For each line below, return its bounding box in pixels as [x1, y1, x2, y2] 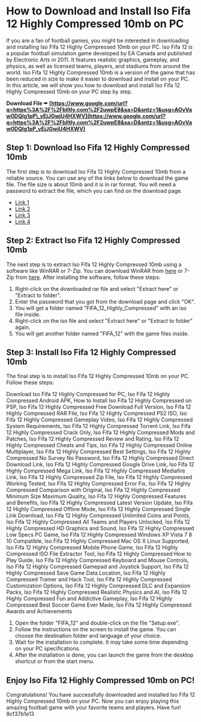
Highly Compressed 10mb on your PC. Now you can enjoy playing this [6, 697, 179, 705]
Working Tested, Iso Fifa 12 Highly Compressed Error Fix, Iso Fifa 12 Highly [6, 480, 191, 488]
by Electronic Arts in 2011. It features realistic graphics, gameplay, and [6, 56, 179, 63]
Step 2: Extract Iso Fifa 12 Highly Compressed [6, 236, 181, 246]
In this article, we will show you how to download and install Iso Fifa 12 [6, 81, 181, 88]
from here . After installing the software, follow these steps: [15, 274, 161, 281]
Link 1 [14, 198, 29, 206]
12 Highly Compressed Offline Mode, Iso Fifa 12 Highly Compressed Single [6, 506, 191, 513]
